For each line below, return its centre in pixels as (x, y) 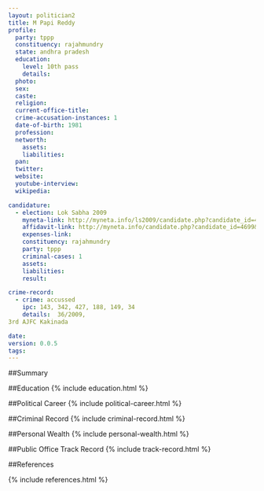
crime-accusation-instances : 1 (66, 118)
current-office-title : (52, 111)
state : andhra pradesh (52, 52)
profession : (35, 132)
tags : (17, 351)
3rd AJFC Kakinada (38, 322)
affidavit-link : (49, 227)
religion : (31, 103)
